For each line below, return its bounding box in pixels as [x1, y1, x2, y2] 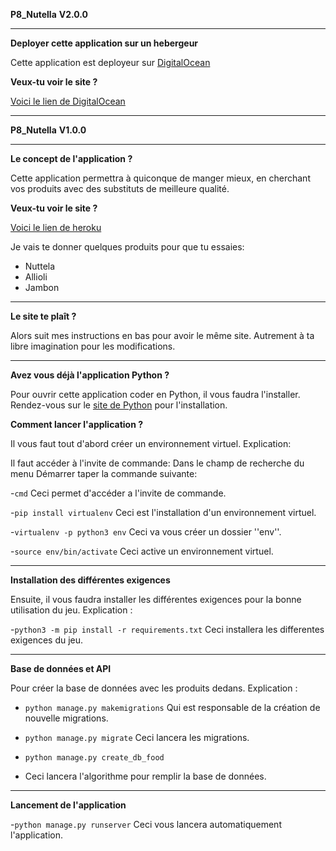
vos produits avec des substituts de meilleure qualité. [10, 183, 230, 194]
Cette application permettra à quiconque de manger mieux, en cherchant [10, 172, 311, 184]
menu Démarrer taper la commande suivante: [10, 468, 198, 479]
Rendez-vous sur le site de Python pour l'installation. [10, 399, 228, 411]
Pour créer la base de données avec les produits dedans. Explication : [10, 682, 298, 694]
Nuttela [24, 260, 56, 272]
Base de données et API [10, 663, 112, 674]
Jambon [24, 282, 60, 293]
